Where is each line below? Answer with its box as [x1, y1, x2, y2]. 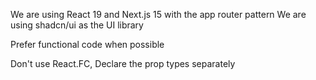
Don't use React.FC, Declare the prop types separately [10, 58, 236, 69]
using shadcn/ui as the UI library [10, 19, 144, 31]
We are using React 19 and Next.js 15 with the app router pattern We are [10, 9, 307, 20]
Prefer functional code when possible [10, 39, 165, 50]
